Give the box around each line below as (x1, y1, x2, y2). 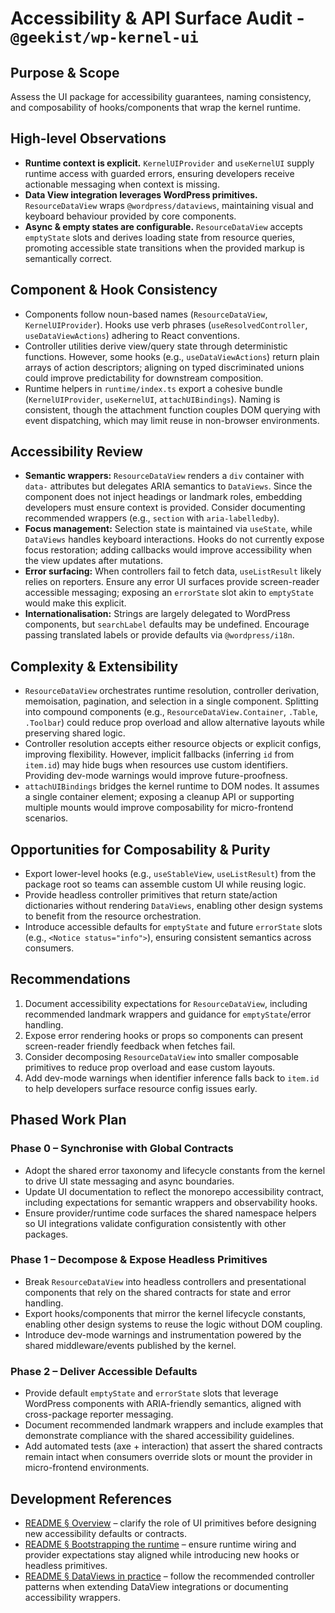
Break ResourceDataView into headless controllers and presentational (24, 1275, 307, 1287)
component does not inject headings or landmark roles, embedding (24, 491, 303, 503)
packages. (24, 1228, 69, 1240)
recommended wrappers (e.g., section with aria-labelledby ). (24, 512, 280, 524)
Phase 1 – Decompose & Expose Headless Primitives (10, 1253, 268, 1267)
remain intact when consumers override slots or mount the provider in (24, 1451, 313, 1463)
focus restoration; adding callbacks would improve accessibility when (24, 544, 313, 556)
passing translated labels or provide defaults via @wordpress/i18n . (24, 629, 295, 641)
